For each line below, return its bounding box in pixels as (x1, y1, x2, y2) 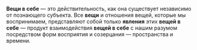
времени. (6, 37, 31, 44)
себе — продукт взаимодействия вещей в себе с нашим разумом (6, 24, 178, 31)
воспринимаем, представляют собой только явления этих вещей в (6, 18, 181, 25)
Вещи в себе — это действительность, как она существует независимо (6, 5, 192, 12)
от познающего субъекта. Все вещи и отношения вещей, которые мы (6, 11, 186, 19)
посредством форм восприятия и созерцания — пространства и (6, 31, 174, 38)
